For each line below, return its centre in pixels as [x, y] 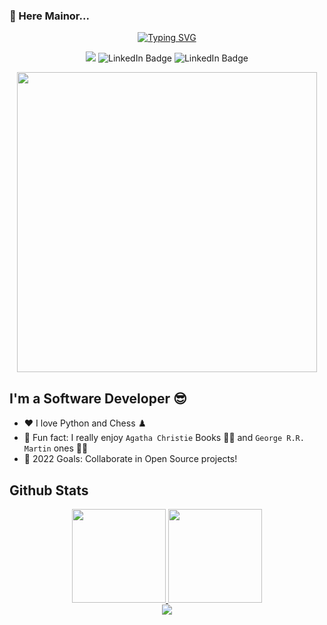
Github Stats [49, 490]
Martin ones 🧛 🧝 [56, 448]
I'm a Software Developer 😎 [98, 398]
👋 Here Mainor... [49, 16]
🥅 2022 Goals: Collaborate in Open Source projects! [130, 459]
